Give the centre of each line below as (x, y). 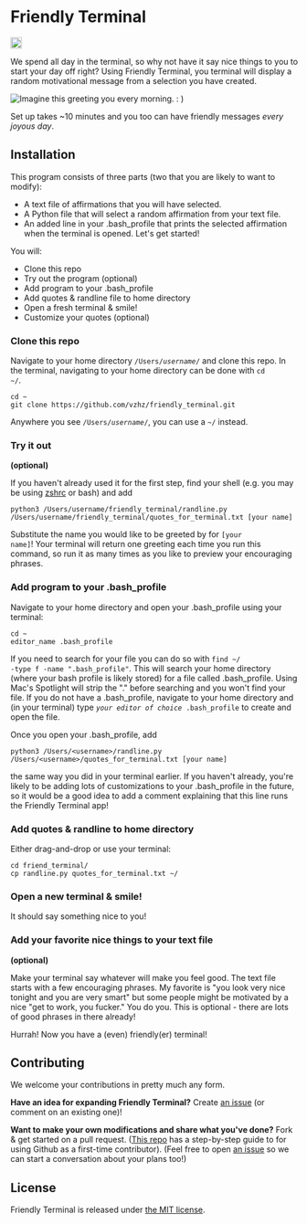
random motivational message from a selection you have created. (133, 80)
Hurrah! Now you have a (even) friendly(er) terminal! (109, 1034)
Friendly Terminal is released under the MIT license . (108, 1210)
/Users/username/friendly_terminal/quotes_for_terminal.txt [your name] (152, 518)
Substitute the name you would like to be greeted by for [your (127, 534)
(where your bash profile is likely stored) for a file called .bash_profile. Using (154, 678)
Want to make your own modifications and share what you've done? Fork (152, 1130)
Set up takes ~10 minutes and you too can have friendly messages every (147, 116)
